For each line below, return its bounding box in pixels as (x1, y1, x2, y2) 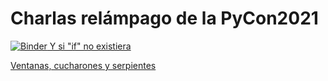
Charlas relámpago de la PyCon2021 (10, 7, 319, 30)
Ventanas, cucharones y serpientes (10, 59, 157, 71)
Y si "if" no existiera (49, 40, 132, 52)
